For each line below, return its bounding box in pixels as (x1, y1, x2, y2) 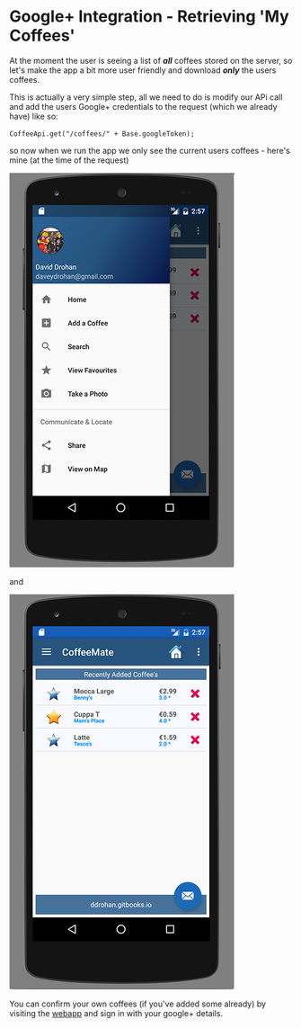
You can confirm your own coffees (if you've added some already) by (9, 998, 267, 1009)
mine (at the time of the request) (9, 155, 129, 165)
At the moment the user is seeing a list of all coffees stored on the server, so (9, 55, 293, 66)
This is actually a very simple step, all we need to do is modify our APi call (9, 92, 283, 103)
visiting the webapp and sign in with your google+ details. (9, 1007, 223, 1018)
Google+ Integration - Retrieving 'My (9, 6, 289, 27)
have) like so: (9, 111, 58, 121)
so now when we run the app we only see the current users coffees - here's (9, 145, 290, 156)
